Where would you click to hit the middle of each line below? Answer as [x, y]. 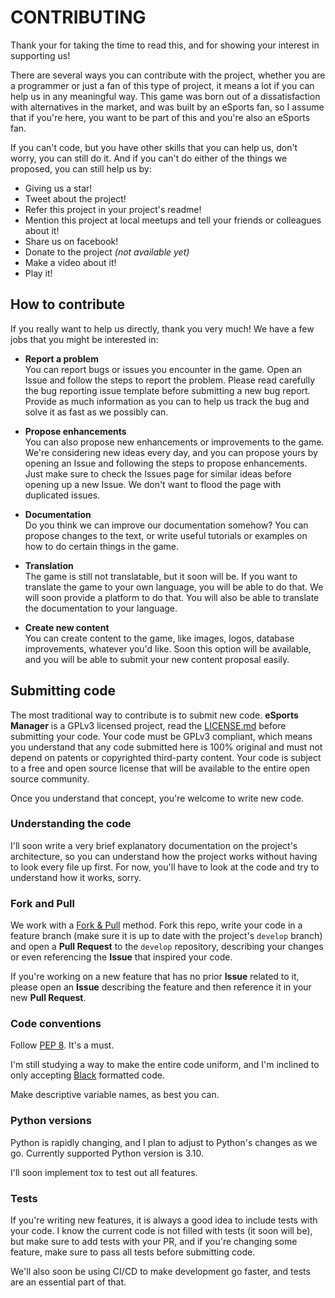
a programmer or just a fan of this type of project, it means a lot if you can [162, 85]
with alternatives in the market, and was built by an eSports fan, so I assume [167, 107]
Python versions [51, 1121]
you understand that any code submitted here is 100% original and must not [166, 747]
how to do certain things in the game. [101, 546]
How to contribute [68, 304]
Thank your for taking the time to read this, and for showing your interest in [165, 45]
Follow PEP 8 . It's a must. [62, 1045]
